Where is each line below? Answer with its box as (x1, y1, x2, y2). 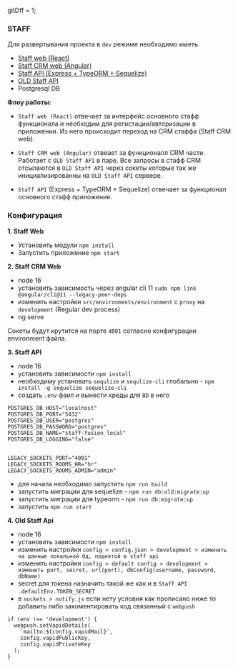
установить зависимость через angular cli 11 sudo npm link (17, 284, 197, 292)
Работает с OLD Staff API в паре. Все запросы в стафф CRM (17, 156, 202, 165)
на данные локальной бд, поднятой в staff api (17, 553, 159, 560)
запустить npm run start (17, 502, 92, 511)
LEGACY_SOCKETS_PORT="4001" (7, 454, 91, 461)
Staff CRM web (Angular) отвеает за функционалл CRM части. (17, 149, 205, 157)
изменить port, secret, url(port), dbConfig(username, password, (17, 566, 217, 573)
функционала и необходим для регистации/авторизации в (17, 119, 197, 128)
